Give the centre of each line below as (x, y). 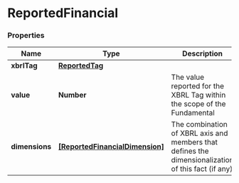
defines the (190, 151)
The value (188, 78)
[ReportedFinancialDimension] (111, 147)
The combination (199, 125)
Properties (26, 36)
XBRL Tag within (198, 95)
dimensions (31, 147)
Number (72, 95)
